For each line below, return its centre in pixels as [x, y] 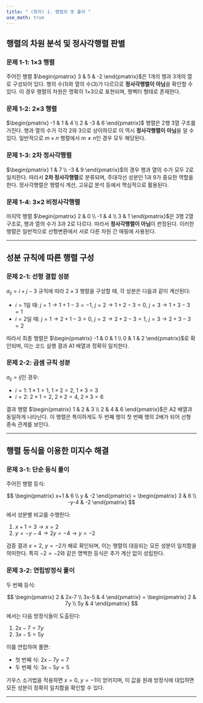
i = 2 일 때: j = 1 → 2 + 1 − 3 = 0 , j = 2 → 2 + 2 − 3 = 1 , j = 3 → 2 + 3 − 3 [103, 319]
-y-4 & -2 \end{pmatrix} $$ [101, 502]
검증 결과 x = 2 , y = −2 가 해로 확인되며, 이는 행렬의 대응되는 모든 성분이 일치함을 [101, 546]
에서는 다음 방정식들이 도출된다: [43, 616]
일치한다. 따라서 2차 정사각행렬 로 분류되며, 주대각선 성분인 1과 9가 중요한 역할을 [100, 177]
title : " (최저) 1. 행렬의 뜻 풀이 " [49, 12]
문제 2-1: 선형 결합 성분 [38, 277]
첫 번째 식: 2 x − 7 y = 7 [42, 659]
